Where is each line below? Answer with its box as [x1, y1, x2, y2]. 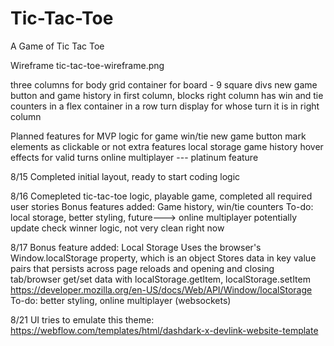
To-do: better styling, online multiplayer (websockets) [10, 294, 232, 306]
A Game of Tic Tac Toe [10, 40, 105, 52]
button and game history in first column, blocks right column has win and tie [10, 89, 324, 101]
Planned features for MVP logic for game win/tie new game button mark [10, 130, 307, 142]
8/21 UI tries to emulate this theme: [10, 313, 155, 326]
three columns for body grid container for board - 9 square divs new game [10, 78, 318, 91]
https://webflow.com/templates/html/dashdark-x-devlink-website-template [10, 324, 319, 336]
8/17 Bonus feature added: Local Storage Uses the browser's [10, 241, 262, 253]
